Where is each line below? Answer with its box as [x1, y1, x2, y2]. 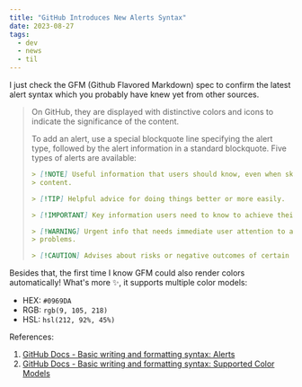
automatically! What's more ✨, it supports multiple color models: [9, 277, 248, 288]
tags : [9, 30, 30, 39]
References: [9, 331, 54, 342]
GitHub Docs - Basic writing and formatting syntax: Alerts [22, 349, 235, 360]
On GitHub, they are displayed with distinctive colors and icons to [31, 107, 274, 117]
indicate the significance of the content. [31, 116, 180, 127]
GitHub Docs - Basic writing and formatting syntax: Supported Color [22, 358, 275, 369]
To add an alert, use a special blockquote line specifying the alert [31, 134, 273, 144]
